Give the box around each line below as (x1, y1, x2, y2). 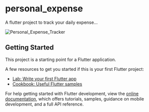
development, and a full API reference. (5, 101, 84, 107)
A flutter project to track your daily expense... (5, 19, 98, 25)
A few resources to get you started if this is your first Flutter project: (5, 66, 144, 72)
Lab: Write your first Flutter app (12, 75, 77, 82)
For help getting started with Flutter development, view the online (5, 90, 139, 97)
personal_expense (5, 3, 83, 14)
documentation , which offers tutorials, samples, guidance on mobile (5, 96, 144, 102)
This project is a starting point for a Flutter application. (5, 56, 116, 62)
